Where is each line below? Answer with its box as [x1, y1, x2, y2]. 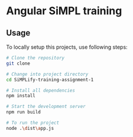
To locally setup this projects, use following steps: [6, 43, 128, 50]
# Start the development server [6, 104, 86, 110]
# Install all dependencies [6, 87, 76, 93]
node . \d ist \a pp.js [6, 125, 54, 131]
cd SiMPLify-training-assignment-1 [6, 77, 94, 82]
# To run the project [6, 120, 60, 126]
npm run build [6, 109, 41, 115]
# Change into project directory [6, 71, 89, 77]
